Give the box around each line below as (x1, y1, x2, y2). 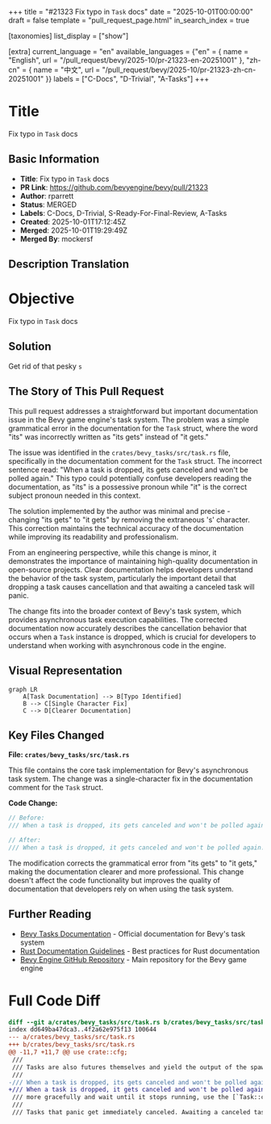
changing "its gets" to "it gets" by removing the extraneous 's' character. (8, 515, 250, 524)
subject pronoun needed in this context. (8, 490, 141, 500)
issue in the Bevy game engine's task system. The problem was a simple (8, 415, 250, 424)
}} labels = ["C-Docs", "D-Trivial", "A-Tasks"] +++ (45, 74, 210, 83)
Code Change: (8, 798, 58, 808)
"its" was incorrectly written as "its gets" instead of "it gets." (8, 431, 210, 441)
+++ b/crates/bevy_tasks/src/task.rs (8, 1041, 135, 1049)
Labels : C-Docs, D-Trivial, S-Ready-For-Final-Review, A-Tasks (19, 208, 227, 217)
